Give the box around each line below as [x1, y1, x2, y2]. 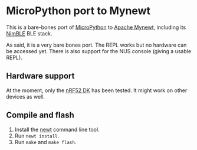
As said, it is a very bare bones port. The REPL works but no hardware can [6, 41, 187, 48]
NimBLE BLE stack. [6, 30, 52, 37]
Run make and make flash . [14, 138, 77, 145]
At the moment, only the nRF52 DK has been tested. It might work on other [6, 87, 188, 94]
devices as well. [6, 93, 45, 100]
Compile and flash [6, 110, 75, 120]
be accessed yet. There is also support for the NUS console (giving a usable [6, 47, 192, 54]
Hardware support [6, 71, 75, 81]
